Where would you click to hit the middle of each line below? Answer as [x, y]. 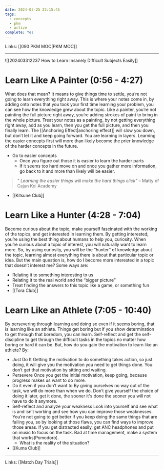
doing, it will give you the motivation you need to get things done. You [82, 365]
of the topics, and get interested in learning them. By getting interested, [77, 234]
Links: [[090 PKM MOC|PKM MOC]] [41, 46]
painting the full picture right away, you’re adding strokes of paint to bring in [81, 115]
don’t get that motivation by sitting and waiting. [59, 370]
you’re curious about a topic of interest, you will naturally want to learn [76, 244]
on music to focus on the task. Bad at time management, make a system [84, 432]
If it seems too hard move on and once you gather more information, [88, 166]
